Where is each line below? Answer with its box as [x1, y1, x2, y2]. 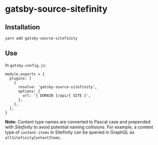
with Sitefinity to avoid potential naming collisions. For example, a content [5, 124, 153, 130]
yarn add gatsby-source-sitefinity [5, 36, 78, 41]
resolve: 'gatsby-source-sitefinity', [18, 84, 97, 89]
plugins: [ [9, 76, 32, 81]
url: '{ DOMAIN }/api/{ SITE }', [23, 93, 91, 98]
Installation [5, 23, 40, 31]
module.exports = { [5, 72, 45, 76]
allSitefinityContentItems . [5, 134, 62, 140]
